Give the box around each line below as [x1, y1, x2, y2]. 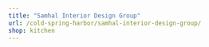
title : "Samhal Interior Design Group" [8, 11, 141, 20]
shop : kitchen [8, 26, 56, 34]
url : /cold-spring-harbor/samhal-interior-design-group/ [8, 19, 202, 27]
